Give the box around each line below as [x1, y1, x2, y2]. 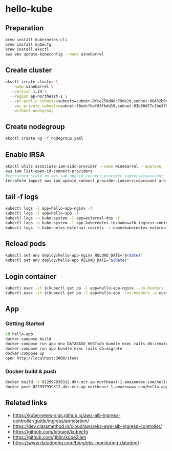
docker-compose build [5, 336, 52, 342]
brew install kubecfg [5, 42, 52, 47]
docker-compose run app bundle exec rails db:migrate [5, 346, 123, 351]
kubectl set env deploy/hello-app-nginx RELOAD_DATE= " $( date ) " [5, 253, 143, 258]
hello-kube [5, 3, 53, 15]
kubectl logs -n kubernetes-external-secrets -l [5, 225, 111, 230]
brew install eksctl [5, 47, 50, 52]
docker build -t [5, 379, 40, 385]
